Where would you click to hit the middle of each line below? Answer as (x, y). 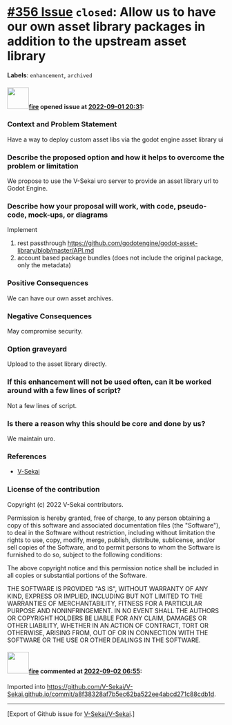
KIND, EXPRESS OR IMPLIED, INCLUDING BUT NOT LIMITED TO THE (105, 596)
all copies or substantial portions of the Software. (77, 575)
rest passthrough (41, 243)
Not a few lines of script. (42, 405)
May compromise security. (45, 331)
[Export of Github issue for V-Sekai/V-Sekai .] (71, 714)
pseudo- (192, 206)
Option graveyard (37, 349)
